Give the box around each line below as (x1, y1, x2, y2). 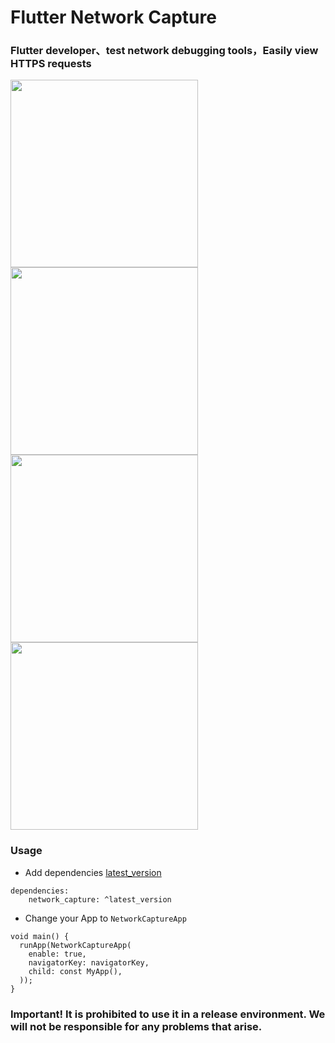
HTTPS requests (10, 57, 92, 71)
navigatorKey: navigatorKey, (28, 957, 150, 968)
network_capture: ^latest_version (28, 894, 172, 905)
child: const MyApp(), (28, 966, 123, 976)
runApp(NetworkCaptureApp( (19, 940, 132, 950)
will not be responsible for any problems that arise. (10, 1019, 263, 1033)
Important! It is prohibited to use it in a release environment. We (10, 1007, 326, 1021)
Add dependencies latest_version (24, 866, 162, 878)
